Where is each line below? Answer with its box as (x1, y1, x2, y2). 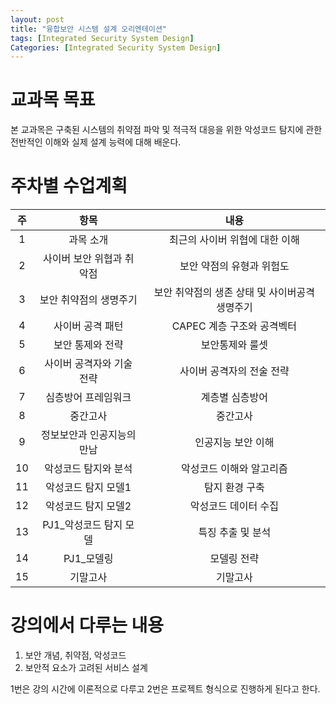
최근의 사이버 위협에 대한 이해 (169, 233, 300, 247)
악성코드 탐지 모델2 (45, 499, 132, 513)
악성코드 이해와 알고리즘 (181, 462, 288, 476)
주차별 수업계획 (10, 175, 128, 198)
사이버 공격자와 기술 (44, 357, 133, 371)
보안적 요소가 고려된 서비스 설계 (24, 662, 148, 674)
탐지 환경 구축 (203, 481, 265, 495)
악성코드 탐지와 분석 (44, 462, 133, 476)
